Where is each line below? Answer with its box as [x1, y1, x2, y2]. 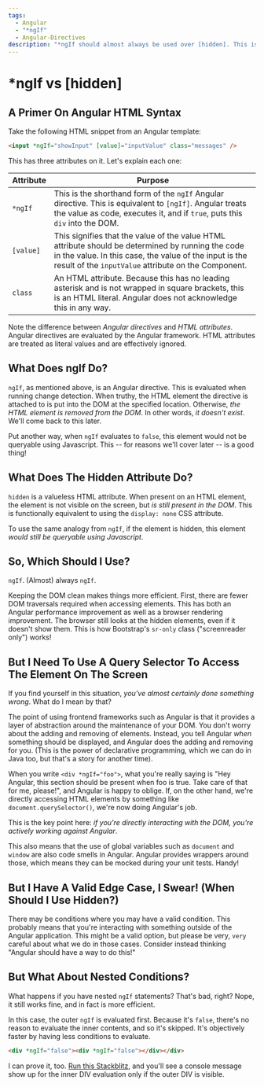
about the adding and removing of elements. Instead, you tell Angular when [8, 729, 252, 739]
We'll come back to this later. [8, 416, 102, 426]
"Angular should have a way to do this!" [8, 948, 136, 957]
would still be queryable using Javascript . [8, 532, 144, 541]
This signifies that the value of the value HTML [53, 230, 226, 241]
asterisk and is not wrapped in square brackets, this [53, 282, 245, 293]
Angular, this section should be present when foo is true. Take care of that [8, 778, 248, 787]
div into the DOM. [53, 218, 119, 228]
